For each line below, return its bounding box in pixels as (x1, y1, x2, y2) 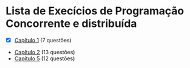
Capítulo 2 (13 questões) (14, 49, 76, 55)
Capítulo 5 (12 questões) (14, 55, 75, 62)
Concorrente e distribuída (5, 17, 137, 30)
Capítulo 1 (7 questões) (14, 36, 72, 44)
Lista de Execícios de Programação (5, 4, 185, 18)
